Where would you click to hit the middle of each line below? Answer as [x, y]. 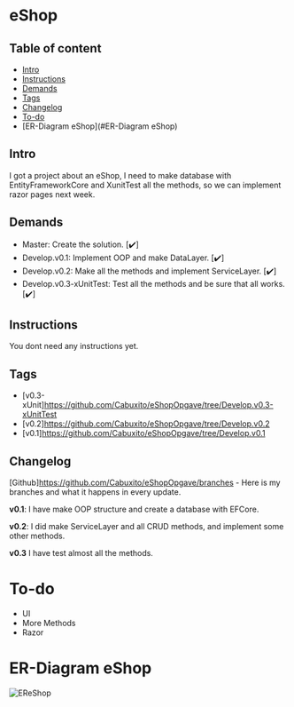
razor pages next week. [52, 194]
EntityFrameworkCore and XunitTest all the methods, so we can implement [145, 185]
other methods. [37, 536]
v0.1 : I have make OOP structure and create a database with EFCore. [134, 509]
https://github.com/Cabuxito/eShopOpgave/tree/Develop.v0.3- [159, 405]
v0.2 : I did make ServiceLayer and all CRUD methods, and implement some [147, 527]
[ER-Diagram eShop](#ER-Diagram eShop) [100, 126]
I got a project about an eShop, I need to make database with [120, 175]
